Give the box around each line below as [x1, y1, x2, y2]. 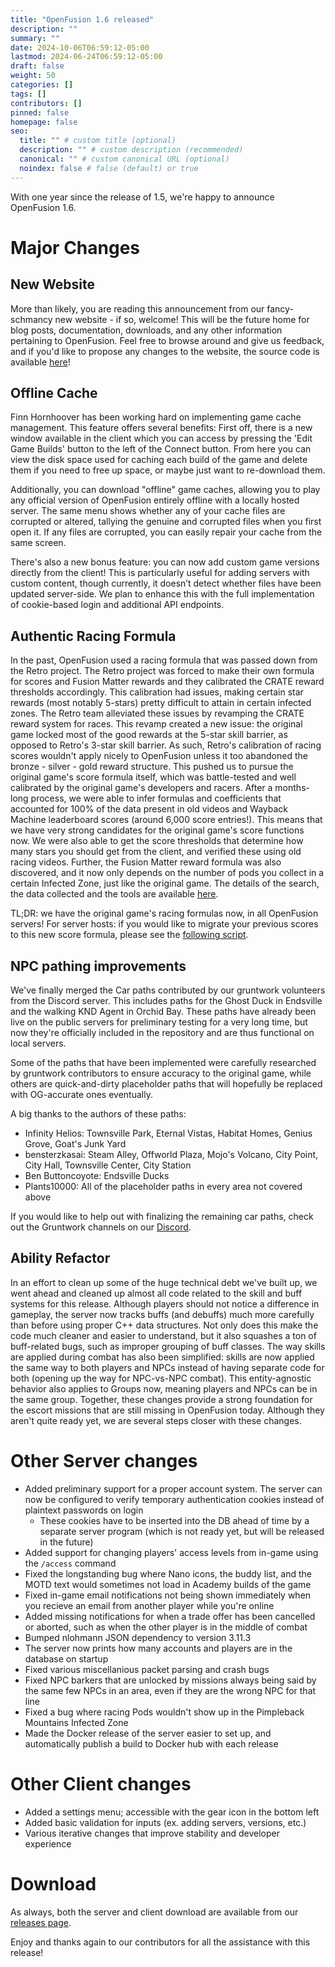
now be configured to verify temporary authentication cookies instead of [24, 1493, 325, 1505]
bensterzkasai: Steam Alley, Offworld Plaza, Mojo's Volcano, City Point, [24, 1149, 319, 1161]
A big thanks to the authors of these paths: [10, 1108, 187, 1120]
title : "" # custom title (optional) [19, 136, 177, 146]
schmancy [10, 313, 53, 325]
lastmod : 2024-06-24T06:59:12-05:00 [10, 52, 163, 62]
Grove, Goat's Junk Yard [24, 1138, 127, 1150]
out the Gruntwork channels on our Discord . [10, 1221, 192, 1233]
